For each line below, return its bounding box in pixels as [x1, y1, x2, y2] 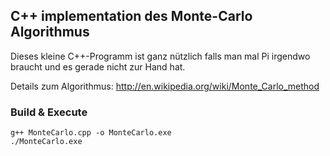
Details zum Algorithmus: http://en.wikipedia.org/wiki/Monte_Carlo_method [10, 80, 320, 92]
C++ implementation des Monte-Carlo [10, 8, 253, 25]
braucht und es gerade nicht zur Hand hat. [10, 60, 186, 73]
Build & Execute [10, 105, 88, 119]
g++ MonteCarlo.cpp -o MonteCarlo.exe [10, 128, 172, 138]
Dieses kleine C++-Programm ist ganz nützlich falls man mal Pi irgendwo [10, 50, 311, 62]
